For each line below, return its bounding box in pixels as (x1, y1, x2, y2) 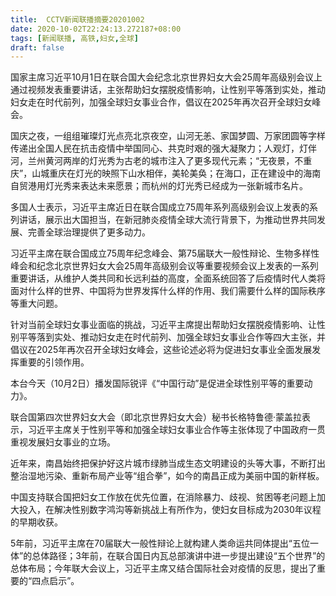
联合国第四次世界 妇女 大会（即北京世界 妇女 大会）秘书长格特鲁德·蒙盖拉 (10, 411, 303, 423)
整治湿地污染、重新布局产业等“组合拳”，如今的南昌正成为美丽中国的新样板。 (10, 470, 325, 482)
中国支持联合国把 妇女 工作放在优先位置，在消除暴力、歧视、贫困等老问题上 (10, 491, 317, 503)
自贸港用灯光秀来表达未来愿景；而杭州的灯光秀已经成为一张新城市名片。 (10, 180, 308, 192)
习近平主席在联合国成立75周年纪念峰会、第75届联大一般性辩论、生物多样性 (10, 247, 320, 260)
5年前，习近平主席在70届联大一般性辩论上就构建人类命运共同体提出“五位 (10, 537, 311, 550)
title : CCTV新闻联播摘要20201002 (10, 14, 145, 25)
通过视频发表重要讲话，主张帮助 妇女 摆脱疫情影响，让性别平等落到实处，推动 (10, 84, 326, 96)
